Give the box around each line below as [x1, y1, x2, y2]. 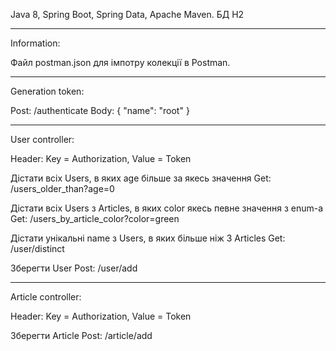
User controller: [10, 134, 75, 145]
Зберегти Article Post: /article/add [10, 330, 153, 341]
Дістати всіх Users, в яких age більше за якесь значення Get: [10, 172, 272, 184]
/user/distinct [10, 243, 65, 254]
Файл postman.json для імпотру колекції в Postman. [10, 57, 231, 68]
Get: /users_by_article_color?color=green [10, 213, 180, 224]
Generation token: [10, 85, 85, 97]
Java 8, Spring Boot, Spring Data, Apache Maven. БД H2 [10, 9, 245, 20]
